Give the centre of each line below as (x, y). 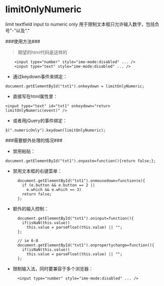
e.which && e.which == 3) (54, 189)
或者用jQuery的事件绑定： (40, 121)
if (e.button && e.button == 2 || (59, 185)
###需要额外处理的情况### (34, 140)
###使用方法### (23, 41)
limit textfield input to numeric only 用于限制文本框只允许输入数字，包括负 (82, 24)
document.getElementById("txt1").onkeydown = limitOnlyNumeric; (75, 86)
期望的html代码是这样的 (43, 52)
